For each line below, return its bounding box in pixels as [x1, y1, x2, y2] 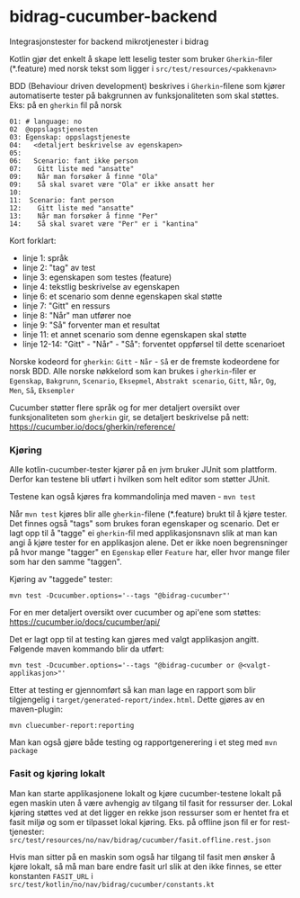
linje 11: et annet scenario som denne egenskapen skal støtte [22, 328, 247, 339]
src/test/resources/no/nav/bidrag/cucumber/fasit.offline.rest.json [9, 835, 271, 845]
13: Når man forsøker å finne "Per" [9, 211, 159, 220]
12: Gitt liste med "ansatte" [9, 203, 135, 212]
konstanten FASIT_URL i [9, 870, 93, 881]
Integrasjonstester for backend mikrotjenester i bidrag [9, 36, 209, 47]
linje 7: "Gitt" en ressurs [22, 300, 110, 311]
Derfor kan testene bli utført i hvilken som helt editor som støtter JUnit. [9, 474, 270, 485]
